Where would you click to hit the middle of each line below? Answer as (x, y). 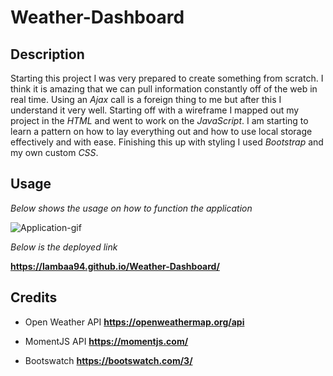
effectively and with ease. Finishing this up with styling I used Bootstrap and (167, 142)
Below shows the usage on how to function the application (131, 208)
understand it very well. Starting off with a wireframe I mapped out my (155, 110)
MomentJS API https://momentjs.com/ (106, 341)
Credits (34, 297)
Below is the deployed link (64, 247)
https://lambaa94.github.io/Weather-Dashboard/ (115, 266)
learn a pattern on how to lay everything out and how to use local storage (161, 131)
